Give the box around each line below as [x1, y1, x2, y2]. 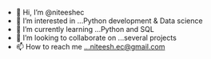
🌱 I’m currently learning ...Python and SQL [15, 25, 154, 33]
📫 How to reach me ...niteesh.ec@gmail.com [15, 42, 165, 51]
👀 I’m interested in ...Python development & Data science [15, 16, 203, 26]
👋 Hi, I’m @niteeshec [15, 8, 85, 17]
